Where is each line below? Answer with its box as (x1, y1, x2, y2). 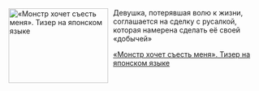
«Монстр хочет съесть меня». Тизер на (113, 50, 251, 59)
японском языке (113, 58, 171, 67)
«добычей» (113, 34, 153, 43)
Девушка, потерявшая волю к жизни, (113, 8, 244, 17)
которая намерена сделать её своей (113, 25, 241, 35)
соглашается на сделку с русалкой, (113, 16, 237, 26)
